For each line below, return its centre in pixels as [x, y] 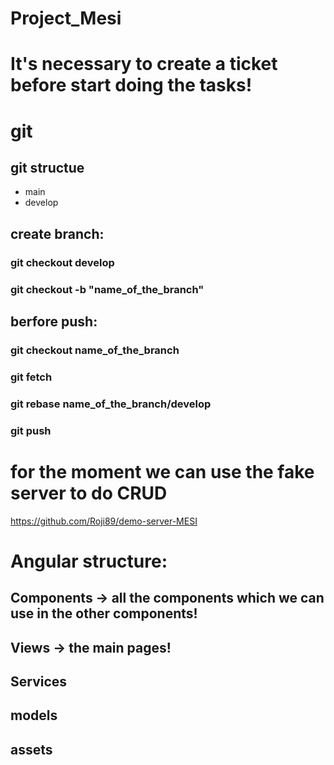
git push [31, 430]
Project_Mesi [66, 18]
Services [39, 681]
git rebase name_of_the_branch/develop [111, 404]
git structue [47, 167]
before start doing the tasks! [131, 85]
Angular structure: [89, 561]
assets [31, 749]
